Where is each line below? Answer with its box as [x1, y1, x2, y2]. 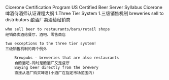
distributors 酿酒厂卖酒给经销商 [5, 17, 71, 22]
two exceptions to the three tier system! [5, 41, 96, 46]
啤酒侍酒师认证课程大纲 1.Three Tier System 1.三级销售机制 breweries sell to [5, 10, 164, 16]
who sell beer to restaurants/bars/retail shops [5, 27, 110, 32]
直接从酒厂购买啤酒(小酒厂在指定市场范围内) [14, 70, 95, 75]
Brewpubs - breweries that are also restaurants [14, 55, 119, 60]
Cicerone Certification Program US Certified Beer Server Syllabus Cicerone [5, 5, 162, 10]
